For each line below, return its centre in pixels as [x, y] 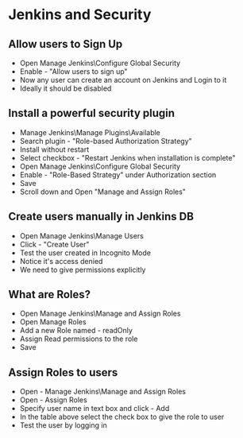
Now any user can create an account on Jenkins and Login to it [123, 80]
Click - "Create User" [54, 244]
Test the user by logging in [63, 425]
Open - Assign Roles [53, 400]
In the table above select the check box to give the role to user [122, 417]
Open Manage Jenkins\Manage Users [82, 235]
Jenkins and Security [80, 15]
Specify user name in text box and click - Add [94, 409]
